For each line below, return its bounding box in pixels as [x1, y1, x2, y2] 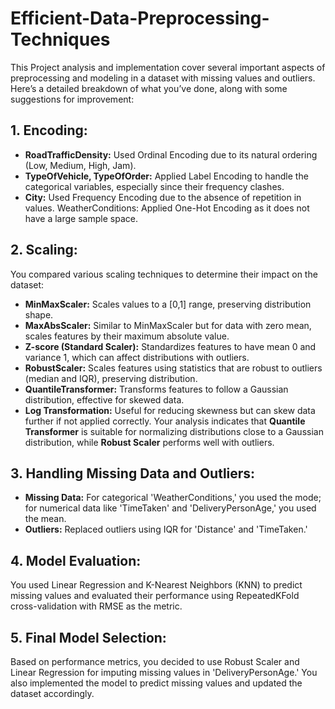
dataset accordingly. [10, 688, 95, 699]
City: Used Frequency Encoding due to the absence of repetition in [24, 191, 302, 203]
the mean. [24, 513, 67, 525]
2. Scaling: [10, 242, 78, 259]
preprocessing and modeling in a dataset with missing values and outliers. [10, 72, 316, 84]
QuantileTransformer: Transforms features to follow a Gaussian [24, 383, 289, 395]
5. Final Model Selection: [10, 629, 167, 646]
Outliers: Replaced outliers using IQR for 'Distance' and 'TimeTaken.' [24, 523, 308, 536]
